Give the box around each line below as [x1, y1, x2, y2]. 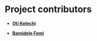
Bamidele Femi [12, 30, 44, 36]
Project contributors [5, 4, 92, 15]
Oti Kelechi [12, 20, 36, 26]
